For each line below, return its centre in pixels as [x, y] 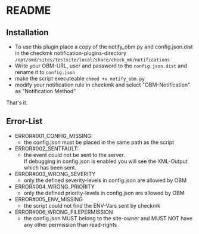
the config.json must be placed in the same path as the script [99, 142]
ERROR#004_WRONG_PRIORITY [55, 186]
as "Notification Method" [45, 91]
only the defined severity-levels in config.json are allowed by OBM [105, 180]
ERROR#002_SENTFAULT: [47, 148]
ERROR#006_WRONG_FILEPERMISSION [64, 212]
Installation [27, 33]
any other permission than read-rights [70, 224]
